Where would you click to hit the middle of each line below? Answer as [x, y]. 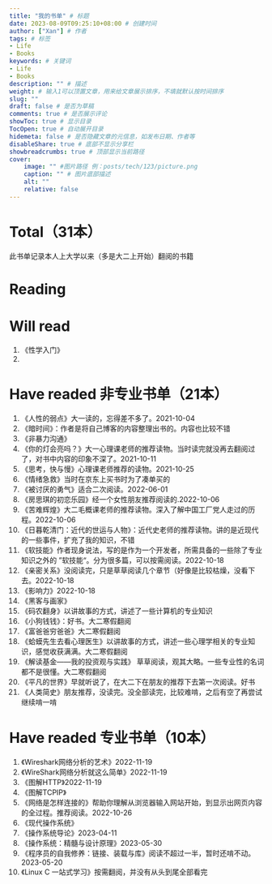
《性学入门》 [42, 350]
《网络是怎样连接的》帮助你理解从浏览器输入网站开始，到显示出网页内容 [141, 802]
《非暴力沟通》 [46, 438]
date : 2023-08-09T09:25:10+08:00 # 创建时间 [83, 24]
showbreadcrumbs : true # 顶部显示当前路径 [77, 152]
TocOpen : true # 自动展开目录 [56, 129]
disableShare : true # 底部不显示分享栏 [72, 144]
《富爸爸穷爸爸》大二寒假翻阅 [70, 631]
